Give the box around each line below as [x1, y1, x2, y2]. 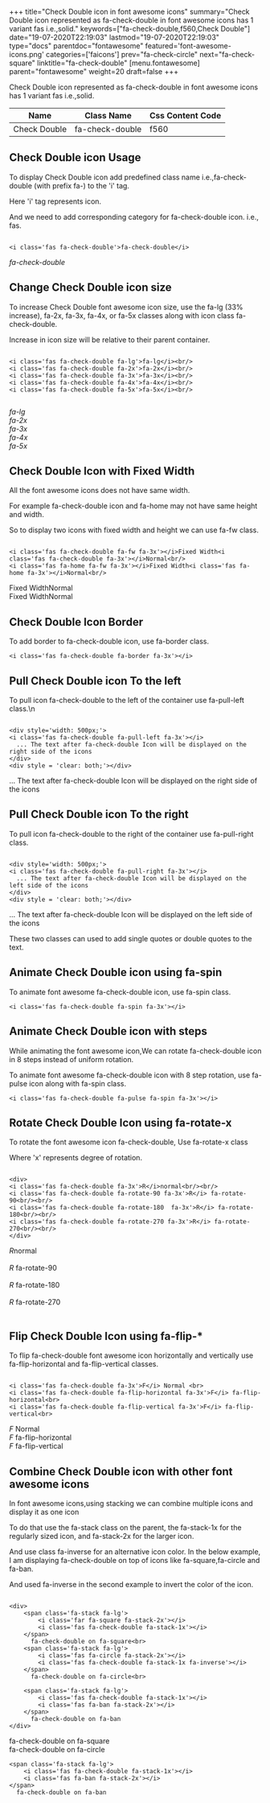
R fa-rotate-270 [9, 1297, 61, 1307]
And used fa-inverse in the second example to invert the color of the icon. [9, 1579, 254, 1589]
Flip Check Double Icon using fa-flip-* [9, 1329, 203, 1343]
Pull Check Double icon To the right [9, 808, 190, 821]
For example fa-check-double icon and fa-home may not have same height [9, 501, 258, 511]
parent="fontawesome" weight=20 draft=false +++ [9, 67, 179, 76]
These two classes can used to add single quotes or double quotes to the [9, 933, 252, 943]
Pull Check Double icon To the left [9, 674, 182, 688]
